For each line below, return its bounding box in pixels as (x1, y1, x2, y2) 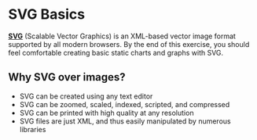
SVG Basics (8, 5, 85, 23)
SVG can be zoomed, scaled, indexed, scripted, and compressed (19, 99, 230, 109)
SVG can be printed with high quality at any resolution (19, 108, 194, 117)
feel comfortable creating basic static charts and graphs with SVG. (8, 48, 224, 57)
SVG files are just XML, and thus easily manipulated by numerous (19, 116, 231, 126)
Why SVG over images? (8, 70, 126, 84)
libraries (19, 124, 46, 134)
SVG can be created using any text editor (19, 92, 153, 101)
